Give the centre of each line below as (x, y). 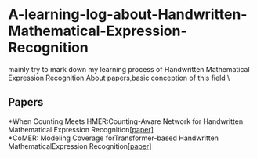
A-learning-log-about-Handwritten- (128, 14)
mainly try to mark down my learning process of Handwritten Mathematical (129, 69)
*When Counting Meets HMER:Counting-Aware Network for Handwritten (126, 121)
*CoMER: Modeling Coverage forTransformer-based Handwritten (114, 138)
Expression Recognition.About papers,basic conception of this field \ (119, 78)
